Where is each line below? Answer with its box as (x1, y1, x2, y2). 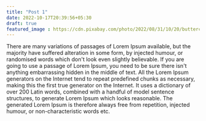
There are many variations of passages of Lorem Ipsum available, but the (6, 43, 191, 50)
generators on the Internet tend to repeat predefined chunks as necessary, (6, 75, 196, 82)
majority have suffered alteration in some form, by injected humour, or (6, 50, 183, 57)
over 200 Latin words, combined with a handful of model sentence (6, 88, 175, 95)
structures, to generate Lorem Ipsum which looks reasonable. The (6, 95, 173, 102)
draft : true (6, 20, 37, 26)
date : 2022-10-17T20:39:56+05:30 (6, 15, 92, 21)
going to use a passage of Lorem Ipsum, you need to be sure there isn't (6, 62, 187, 70)
